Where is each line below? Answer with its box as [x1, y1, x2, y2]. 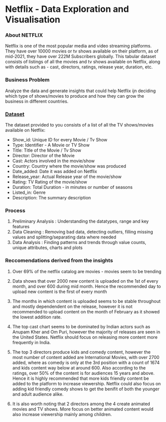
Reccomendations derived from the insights [5, 257, 113, 264]
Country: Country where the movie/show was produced [12, 163, 126, 169]
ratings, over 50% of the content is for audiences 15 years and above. [12, 370, 155, 376]
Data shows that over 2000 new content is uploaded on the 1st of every [12, 278, 159, 284]
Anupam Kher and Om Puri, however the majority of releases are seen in [12, 329, 160, 335]
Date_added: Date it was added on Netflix [12, 169, 98, 175]
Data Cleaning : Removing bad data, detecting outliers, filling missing [12, 229, 153, 235]
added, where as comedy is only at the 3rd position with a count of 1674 [12, 360, 160, 365]
